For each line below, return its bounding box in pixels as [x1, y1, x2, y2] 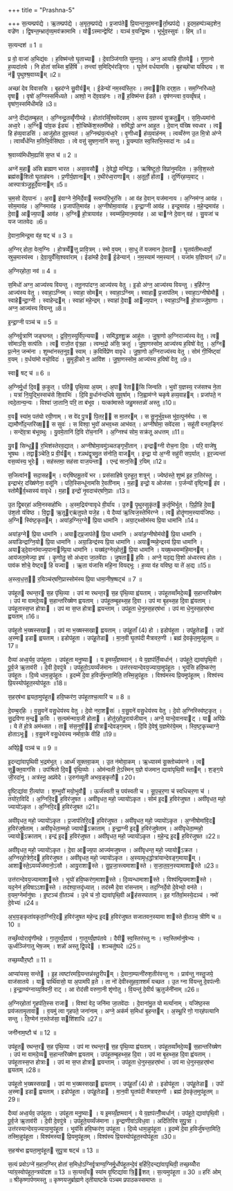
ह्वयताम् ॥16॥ [8, 612, 39, 620]
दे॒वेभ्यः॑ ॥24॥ [8, 899, 39, 906]
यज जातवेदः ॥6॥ [8, 217, 48, 226]
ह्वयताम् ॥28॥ [8, 1066, 41, 1074]
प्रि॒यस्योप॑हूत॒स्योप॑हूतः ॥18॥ [8, 679, 67, 687]
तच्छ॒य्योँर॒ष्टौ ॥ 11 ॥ [8, 956, 52, 964]
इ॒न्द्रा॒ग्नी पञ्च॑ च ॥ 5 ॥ [8, 318, 57, 326]
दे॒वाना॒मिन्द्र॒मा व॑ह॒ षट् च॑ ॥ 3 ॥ [8, 231, 73, 240]
